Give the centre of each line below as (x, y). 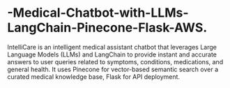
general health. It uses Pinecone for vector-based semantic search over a (113, 69)
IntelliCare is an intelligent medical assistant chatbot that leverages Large (112, 47)
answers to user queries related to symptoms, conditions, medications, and (115, 61)
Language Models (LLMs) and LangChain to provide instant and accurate (112, 54)
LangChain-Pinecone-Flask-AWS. (107, 28)
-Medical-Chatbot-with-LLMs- (98, 13)
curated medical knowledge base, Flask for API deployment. (93, 76)
